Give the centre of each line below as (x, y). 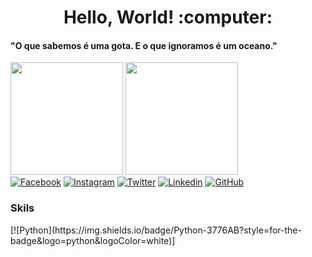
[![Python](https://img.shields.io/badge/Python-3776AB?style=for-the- (156, 230)
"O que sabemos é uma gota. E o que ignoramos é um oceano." (144, 45)
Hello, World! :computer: (168, 17)
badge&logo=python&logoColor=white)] (93, 240)
